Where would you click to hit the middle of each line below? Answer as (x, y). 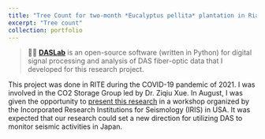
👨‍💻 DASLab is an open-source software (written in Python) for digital (140, 53)
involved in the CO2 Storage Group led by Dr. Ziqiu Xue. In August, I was (125, 93)
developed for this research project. (86, 69)
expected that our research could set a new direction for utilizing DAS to (125, 118)
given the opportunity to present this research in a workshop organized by (129, 101)
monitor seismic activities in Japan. (65, 126)
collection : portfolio (45, 30)
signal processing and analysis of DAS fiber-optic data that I (125, 61)
